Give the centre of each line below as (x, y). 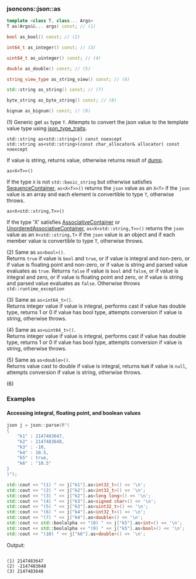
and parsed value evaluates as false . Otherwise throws (73, 284)
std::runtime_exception (36, 289)
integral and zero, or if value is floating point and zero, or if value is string (95, 277)
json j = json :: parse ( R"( (38, 425)
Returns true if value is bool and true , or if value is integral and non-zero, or (98, 258)
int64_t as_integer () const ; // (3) (51, 47)
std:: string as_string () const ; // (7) (55, 90)
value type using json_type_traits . (47, 128)
